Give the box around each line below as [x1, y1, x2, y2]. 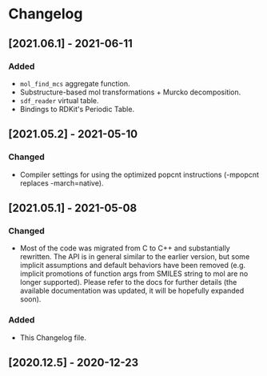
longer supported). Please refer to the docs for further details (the [19, 278, 237, 287]
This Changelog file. [19, 333, 86, 342]
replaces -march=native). [19, 178, 104, 188]
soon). [19, 294, 42, 304]
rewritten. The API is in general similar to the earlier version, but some [19, 252, 250, 262]
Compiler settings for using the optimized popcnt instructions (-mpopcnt [19, 170, 260, 179]
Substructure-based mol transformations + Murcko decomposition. [19, 87, 241, 97]
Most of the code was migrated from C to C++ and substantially [19, 243, 230, 253]
